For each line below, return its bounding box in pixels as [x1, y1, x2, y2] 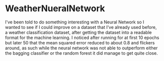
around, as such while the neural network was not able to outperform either [5, 45, 158, 51]
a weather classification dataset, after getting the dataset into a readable [5, 29, 152, 35]
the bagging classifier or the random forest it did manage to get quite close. [5, 50, 158, 56]
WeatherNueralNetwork [5, 3, 105, 14]
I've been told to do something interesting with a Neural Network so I [5, 19, 144, 25]
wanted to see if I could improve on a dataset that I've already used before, [5, 24, 157, 30]
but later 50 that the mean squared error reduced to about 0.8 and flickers [5, 40, 155, 45]
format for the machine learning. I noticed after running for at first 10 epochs [5, 35, 160, 41]
